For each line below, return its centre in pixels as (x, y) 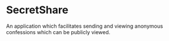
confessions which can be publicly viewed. (58, 32)
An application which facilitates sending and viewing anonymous (84, 26)
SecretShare (37, 10)
